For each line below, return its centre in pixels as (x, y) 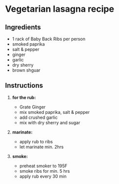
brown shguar (26, 70)
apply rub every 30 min (43, 176)
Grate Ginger (32, 107)
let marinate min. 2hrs (41, 147)
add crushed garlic (38, 117)
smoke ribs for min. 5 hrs (45, 171)
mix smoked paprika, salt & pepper (55, 112)
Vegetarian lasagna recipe (59, 9)
